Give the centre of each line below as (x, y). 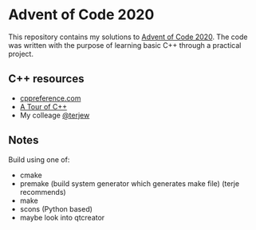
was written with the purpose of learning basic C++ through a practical (125, 45)
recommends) (43, 192)
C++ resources (46, 79)
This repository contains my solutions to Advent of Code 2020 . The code (128, 37)
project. (21, 54)
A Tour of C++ (43, 106)
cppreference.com (50, 98)
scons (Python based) (56, 208)
